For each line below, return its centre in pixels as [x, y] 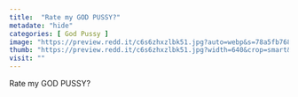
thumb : [21, 50]
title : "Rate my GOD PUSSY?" [65, 17]
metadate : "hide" [41, 26]
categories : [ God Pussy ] [59, 34]
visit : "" [27, 58]
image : [21, 42]
